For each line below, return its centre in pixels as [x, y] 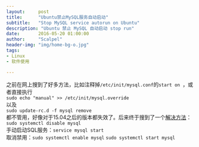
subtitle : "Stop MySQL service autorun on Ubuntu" [73, 23]
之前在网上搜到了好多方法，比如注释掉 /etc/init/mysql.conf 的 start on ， [97, 85]
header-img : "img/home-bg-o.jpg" [48, 45]
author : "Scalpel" [34, 39]
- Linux [16, 56]
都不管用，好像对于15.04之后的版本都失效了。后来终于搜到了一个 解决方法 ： [99, 117]
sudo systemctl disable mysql [44, 123]
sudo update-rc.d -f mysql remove [49, 111]
